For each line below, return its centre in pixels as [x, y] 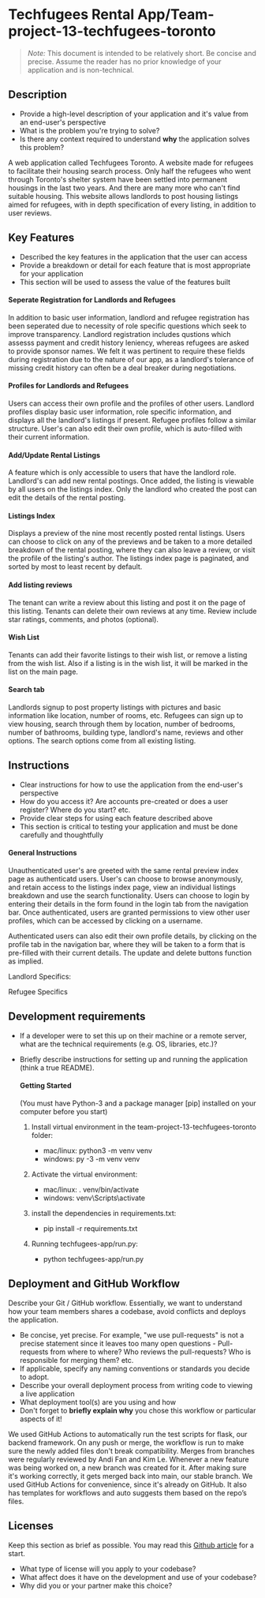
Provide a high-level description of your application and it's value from [134, 114]
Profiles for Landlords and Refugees [68, 386]
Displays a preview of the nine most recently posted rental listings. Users [127, 533]
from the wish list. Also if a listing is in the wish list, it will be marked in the [128, 663]
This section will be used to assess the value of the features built [125, 282]
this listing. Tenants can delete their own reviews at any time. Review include [132, 611]
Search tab [26, 690]
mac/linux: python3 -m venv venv [97, 1151]
